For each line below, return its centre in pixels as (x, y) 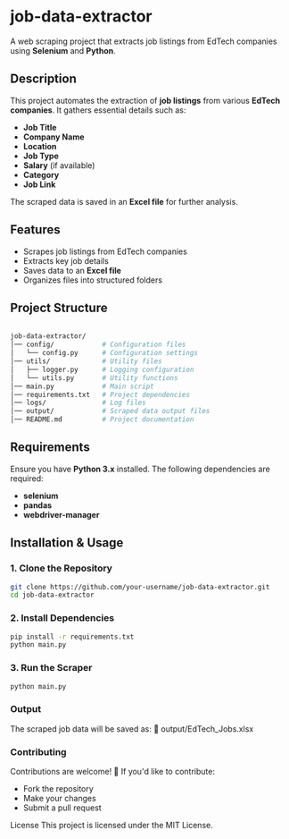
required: (27, 478)
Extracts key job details (66, 260)
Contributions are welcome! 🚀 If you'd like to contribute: (112, 772)
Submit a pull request (62, 808)
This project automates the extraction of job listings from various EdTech (145, 100)
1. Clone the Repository (61, 568)
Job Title (40, 127)
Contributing (38, 751)
